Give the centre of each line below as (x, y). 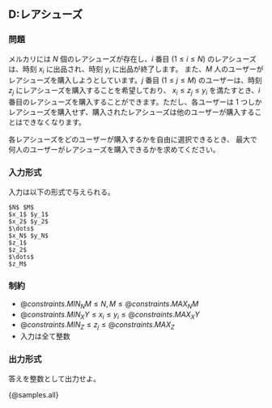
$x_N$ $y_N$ (28, 236)
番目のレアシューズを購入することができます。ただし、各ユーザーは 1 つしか (135, 102)
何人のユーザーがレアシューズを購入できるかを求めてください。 (114, 150)
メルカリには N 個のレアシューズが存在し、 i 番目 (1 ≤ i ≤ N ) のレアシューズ (132, 58)
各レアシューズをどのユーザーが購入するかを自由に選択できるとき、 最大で (133, 139)
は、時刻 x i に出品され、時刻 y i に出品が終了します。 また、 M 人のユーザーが (136, 70)
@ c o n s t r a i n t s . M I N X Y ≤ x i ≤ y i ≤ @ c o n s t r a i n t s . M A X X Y (110, 315)
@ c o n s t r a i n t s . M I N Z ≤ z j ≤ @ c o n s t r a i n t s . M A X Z (98, 326)
